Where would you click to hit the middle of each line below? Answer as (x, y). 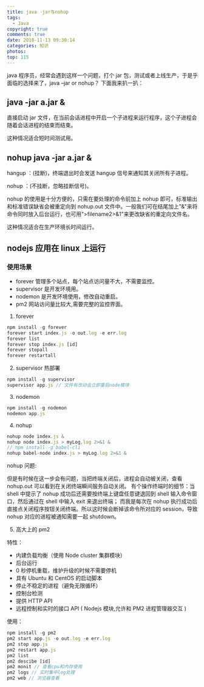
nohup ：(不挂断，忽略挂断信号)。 (49, 186)
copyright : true (27, 29)
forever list (23, 339)
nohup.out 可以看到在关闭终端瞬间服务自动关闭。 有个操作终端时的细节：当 (101, 486)
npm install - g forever (37, 327)
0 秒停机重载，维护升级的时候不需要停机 (66, 571)
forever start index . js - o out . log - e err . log (67, 333)
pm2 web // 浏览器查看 (33, 678)
